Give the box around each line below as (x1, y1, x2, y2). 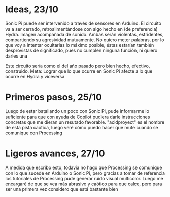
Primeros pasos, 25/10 (5, 92, 103, 103)
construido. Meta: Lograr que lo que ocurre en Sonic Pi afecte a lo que (5, 68, 153, 74)
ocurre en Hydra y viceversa (5, 73, 65, 79)
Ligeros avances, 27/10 (5, 148, 105, 159)
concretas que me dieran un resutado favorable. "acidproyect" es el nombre (5, 119, 165, 125)
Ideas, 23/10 (5, 4, 59, 15)
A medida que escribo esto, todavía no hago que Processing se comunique (5, 164, 162, 171)
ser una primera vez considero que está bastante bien (5, 186, 118, 192)
